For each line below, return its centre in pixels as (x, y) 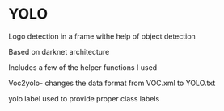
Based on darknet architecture (59, 51)
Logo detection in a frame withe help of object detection (102, 36)
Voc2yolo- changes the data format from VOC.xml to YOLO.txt (112, 83)
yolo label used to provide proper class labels (84, 98)
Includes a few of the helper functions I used (83, 67)
